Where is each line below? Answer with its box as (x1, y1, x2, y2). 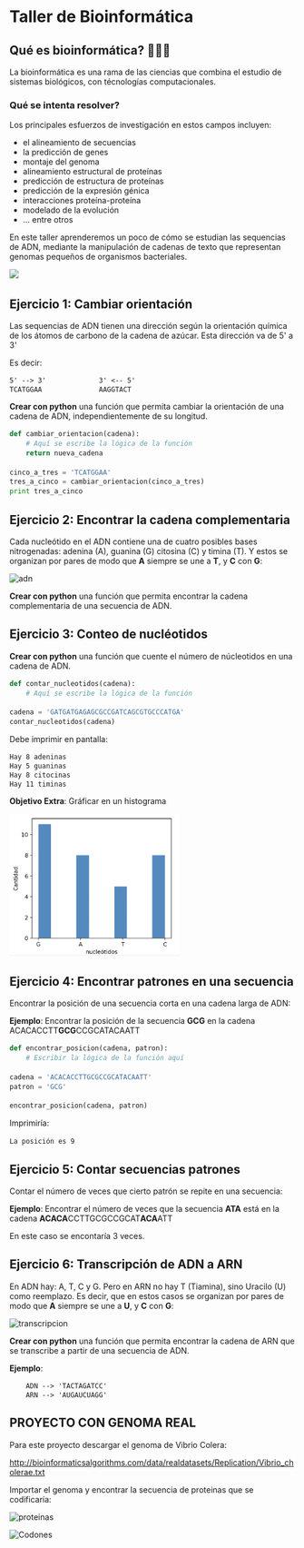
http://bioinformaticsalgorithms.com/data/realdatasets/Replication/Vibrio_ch (9, 1456, 294, 1468)
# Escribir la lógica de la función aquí (25, 1053, 184, 1062)
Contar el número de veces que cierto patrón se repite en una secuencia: (9, 1186, 283, 1196)
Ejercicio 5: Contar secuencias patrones (9, 1161, 240, 1177)
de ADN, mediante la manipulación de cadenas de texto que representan (9, 242, 281, 253)
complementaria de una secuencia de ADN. (9, 600, 172, 611)
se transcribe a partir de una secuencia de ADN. (9, 1345, 190, 1355)
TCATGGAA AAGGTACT (9, 385, 132, 394)
